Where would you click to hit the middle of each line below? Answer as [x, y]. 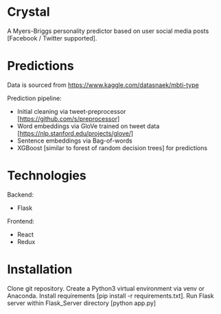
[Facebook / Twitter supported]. [52, 38]
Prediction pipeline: [34, 98]
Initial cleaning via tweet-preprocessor [71, 111]
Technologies [47, 176]
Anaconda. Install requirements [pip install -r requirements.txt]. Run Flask [110, 295]
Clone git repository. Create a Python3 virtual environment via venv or [106, 288]
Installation [40, 269]
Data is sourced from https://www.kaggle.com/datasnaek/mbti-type [103, 85]
